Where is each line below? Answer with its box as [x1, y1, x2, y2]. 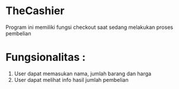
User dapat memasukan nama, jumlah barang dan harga [14, 70, 152, 77]
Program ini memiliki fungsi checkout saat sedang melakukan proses [5, 24, 173, 31]
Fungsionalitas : [5, 51, 86, 64]
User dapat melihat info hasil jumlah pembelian [14, 76, 129, 83]
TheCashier [5, 4, 65, 18]
